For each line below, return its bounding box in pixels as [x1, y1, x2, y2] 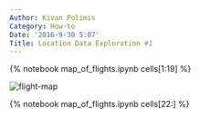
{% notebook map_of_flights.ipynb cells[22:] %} [9, 99, 190, 110]
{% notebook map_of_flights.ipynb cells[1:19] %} [9, 64, 192, 74]
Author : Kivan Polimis [9, 13, 96, 23]
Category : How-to [9, 22, 76, 31]
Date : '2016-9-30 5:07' [9, 30, 100, 39]
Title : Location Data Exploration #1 [9, 38, 153, 48]
